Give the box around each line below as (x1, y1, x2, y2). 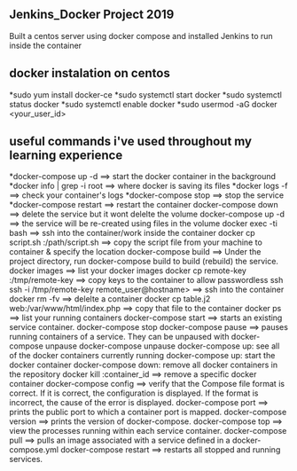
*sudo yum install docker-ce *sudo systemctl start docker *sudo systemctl (9, 89, 282, 100)
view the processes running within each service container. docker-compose (9, 426, 287, 436)
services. (9, 454, 43, 465)
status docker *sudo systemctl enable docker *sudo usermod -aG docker (9, 98, 277, 109)
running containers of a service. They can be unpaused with (9, 332, 230, 342)
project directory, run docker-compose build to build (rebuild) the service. (9, 256, 279, 267)
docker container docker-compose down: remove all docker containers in (9, 359, 277, 371)
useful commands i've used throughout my (9, 134, 253, 149)
